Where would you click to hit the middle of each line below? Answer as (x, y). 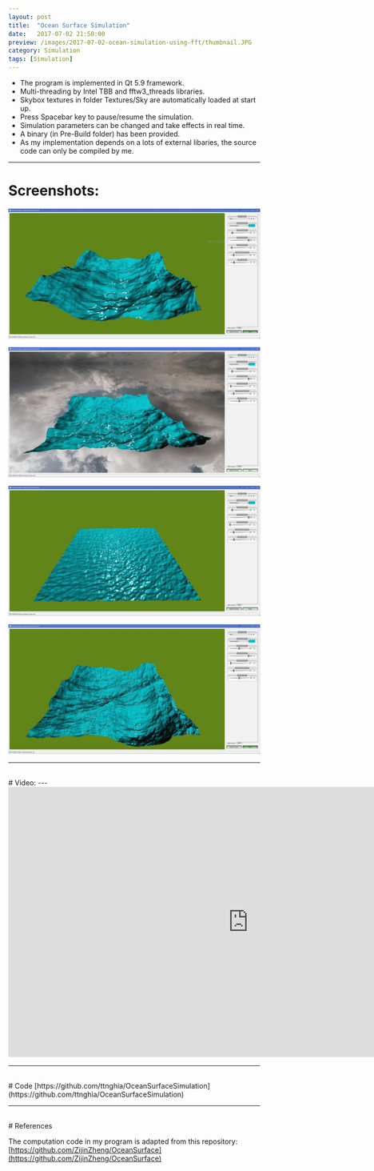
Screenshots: (54, 191)
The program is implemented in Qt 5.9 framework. (102, 83)
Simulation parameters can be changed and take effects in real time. (132, 125)
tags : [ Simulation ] (41, 59)
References (34, 1126)
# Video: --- (28, 783)
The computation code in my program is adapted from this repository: (123, 1141)
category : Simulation (44, 51)
